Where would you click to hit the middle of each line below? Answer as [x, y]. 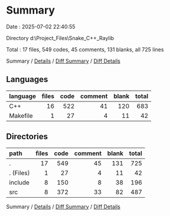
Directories [27, 137]
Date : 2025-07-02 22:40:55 [41, 27]
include [19, 182]
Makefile [21, 116]
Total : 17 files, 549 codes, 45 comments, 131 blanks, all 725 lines [85, 49]
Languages [27, 79]
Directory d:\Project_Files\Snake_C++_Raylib [60, 38]
